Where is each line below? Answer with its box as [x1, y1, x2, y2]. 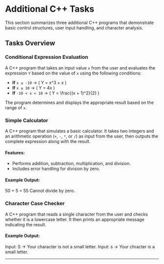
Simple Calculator [5, 117, 48, 123]
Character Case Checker [5, 200, 65, 207]
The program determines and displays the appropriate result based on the [5, 99, 154, 105]
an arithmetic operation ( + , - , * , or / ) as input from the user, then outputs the [5, 133, 159, 139]
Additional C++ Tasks [5, 3, 94, 15]
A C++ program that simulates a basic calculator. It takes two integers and [5, 128, 154, 134]
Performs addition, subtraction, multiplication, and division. [12, 161, 131, 167]
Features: [5, 149, 25, 155]
